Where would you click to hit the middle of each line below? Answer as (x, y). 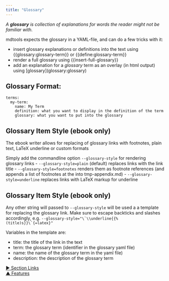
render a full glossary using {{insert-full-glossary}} (66, 60)
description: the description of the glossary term (63, 258)
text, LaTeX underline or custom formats (47, 149)
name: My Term (29, 107)
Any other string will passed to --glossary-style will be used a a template (82, 207)
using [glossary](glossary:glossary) (50, 71)
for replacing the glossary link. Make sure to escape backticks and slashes (83, 213)
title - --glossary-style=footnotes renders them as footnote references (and (85, 169)
